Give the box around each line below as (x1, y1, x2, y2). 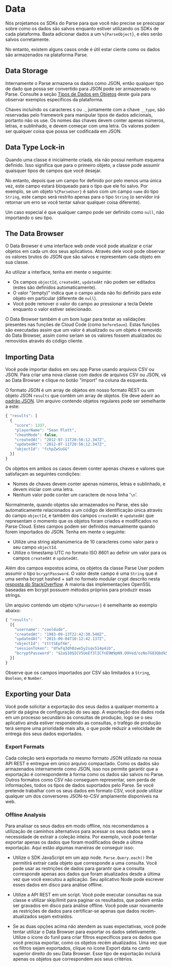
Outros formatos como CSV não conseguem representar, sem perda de (5, 777, 156, 783)
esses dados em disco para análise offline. (12, 882, 103, 888)
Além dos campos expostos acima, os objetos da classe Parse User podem (5, 565, 164, 571)
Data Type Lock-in (5, 143, 65, 152)
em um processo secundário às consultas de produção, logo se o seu (5, 714, 153, 720)
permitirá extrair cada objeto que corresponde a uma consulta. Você (12, 860, 157, 866)
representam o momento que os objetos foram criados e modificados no (5, 518, 159, 524)
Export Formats (5, 743, 45, 750)
